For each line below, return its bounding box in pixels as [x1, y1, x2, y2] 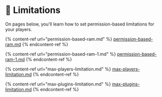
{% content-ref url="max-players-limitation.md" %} [5, 66, 111, 72]
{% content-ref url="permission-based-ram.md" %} [5, 36, 112, 42]
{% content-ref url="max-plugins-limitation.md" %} [5, 81, 111, 87]
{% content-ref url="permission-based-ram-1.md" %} [5, 51, 116, 57]
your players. [5, 26, 32, 32]
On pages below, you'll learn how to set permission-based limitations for [5, 21, 154, 27]
